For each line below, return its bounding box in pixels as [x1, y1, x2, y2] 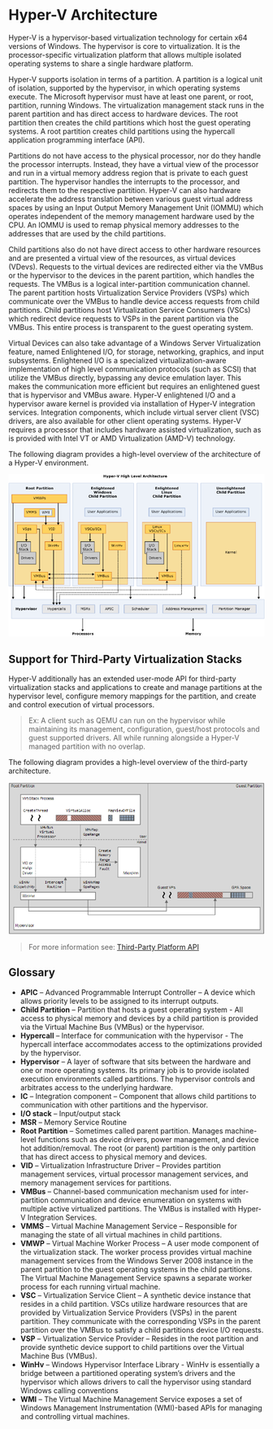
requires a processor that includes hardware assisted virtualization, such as [8, 424, 262, 434]
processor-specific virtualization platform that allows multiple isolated [8, 50, 242, 59]
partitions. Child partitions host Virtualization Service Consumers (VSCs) [8, 305, 251, 314]
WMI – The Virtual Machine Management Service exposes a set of [19, 1394, 243, 1404]
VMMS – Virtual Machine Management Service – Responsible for [19, 1220, 237, 1231]
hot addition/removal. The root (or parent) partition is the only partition [19, 1143, 256, 1153]
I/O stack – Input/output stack [19, 1108, 121, 1118]
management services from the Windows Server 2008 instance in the [19, 1255, 253, 1265]
